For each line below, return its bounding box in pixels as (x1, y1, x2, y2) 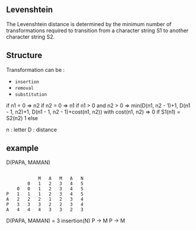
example (6, 143, 39, 153)
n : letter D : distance (6, 126, 58, 133)
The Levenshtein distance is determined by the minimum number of (6, 20, 172, 27)
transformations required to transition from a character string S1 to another (6, 27, 189, 34)
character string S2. (6, 33, 55, 40)
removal (14, 85, 34, 91)
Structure (6, 51, 43, 61)
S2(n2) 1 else (6, 114, 39, 121)
